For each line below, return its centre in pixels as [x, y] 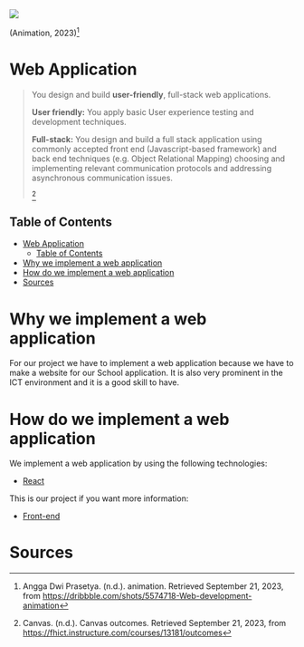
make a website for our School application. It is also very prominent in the [146, 373]
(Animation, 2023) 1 [44, 32]
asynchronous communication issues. [102, 178]
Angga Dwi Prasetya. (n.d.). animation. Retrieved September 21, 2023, [153, 586]
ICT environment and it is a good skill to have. [95, 382]
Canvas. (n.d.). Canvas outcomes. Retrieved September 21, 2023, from [154, 623]
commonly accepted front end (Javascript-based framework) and [154, 149]
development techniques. [79, 121]
